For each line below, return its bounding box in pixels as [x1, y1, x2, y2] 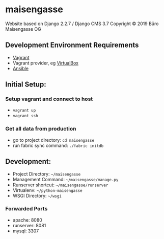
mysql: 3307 [12, 228, 39, 234]
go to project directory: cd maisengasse [12, 137, 95, 143]
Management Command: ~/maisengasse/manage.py [12, 176, 119, 182]
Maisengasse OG [5, 26, 42, 32]
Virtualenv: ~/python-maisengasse [12, 187, 83, 193]
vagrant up [12, 108, 36, 113]
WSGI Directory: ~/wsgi [12, 192, 62, 199]
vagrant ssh [12, 114, 38, 119]
